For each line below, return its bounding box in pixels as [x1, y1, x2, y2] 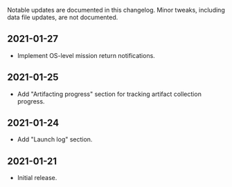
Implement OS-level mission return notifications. [17, 51, 156, 59]
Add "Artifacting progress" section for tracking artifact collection [17, 90, 202, 98]
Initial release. [17, 174, 57, 182]
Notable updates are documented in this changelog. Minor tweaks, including [7, 6, 225, 14]
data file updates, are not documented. [7, 13, 118, 21]
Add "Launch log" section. [17, 135, 93, 144]
